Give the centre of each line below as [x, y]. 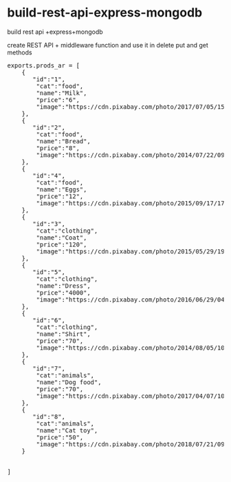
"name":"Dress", [63, 286]
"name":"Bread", [63, 141]
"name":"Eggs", [62, 189]
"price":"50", [60, 437]
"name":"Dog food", [69, 382]
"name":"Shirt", [63, 334]
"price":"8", [58, 148]
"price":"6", [58, 100]
